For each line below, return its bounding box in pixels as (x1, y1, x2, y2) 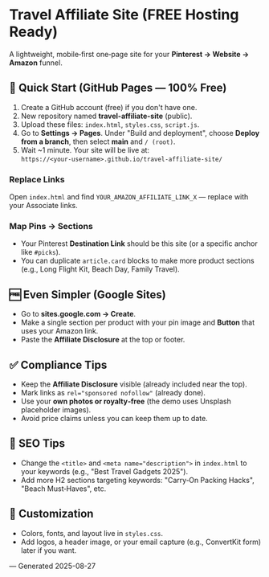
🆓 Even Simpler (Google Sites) (9, 288, 167, 301)
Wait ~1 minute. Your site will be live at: (20, 145, 150, 154)
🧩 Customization (9, 507, 94, 521)
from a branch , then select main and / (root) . (20, 137, 176, 146)
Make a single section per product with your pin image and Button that (20, 317, 255, 327)
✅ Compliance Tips (9, 358, 108, 371)
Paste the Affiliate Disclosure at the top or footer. (20, 335, 185, 345)
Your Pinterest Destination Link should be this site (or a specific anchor (20, 239, 258, 248)
